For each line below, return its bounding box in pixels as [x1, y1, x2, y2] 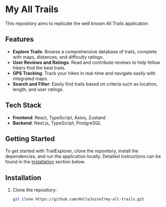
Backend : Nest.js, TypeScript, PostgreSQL [12, 120, 101, 126]
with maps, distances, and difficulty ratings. [12, 54, 104, 60]
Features [5, 35, 34, 44]
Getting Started [5, 134, 55, 143]
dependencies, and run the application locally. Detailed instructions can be [5, 153, 161, 159]
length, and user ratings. [12, 86, 64, 92]
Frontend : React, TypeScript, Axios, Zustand [12, 114, 106, 120]
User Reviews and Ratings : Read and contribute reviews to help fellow [12, 59, 160, 65]
